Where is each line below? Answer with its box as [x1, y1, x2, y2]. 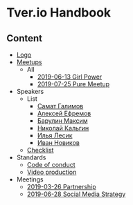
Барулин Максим [37, 117, 88, 125]
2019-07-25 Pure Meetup [37, 80, 110, 88]
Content [6, 32, 43, 44]
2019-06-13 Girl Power [37, 72, 103, 81]
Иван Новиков [37, 139, 80, 146]
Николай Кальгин [37, 124, 89, 132]
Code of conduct [26, 161, 76, 168]
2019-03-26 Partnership [26, 183, 96, 191]
